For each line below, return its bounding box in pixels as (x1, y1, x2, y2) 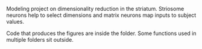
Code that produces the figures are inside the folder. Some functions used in (6, 30, 197, 37)
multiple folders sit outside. (6, 36, 74, 43)
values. (6, 18, 24, 25)
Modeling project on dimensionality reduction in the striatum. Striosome (6, 5, 185, 12)
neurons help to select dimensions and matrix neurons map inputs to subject (6, 11, 197, 19)
